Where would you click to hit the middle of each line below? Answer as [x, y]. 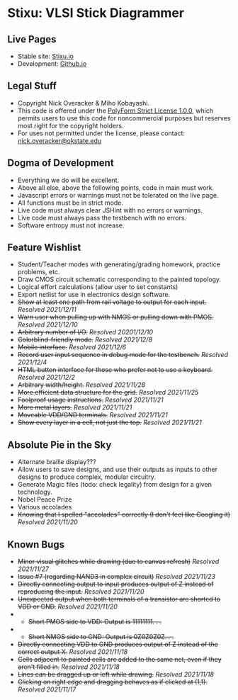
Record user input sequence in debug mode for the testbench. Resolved [123, 355]
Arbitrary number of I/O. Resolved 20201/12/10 [85, 332]
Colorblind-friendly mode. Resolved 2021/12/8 [85, 340]
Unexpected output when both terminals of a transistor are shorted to [119, 599]
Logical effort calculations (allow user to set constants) [98, 287]
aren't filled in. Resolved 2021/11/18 [69, 667]
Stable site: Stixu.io [46, 56]
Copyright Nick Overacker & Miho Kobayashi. [84, 103]
